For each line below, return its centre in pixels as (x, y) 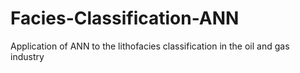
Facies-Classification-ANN (125, 18)
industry (27, 56)
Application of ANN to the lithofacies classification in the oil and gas (150, 46)
